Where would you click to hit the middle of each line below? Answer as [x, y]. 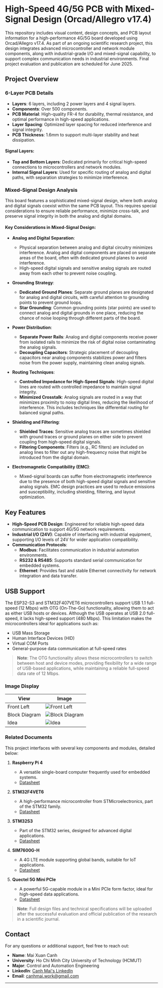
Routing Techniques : [33, 372]
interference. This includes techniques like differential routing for [84, 408]
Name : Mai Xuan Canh [35, 955]
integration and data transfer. [48, 576]
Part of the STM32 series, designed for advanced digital [75, 830]
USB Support [25, 591]
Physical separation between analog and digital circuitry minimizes [86, 247]
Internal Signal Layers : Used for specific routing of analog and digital [81, 172]
